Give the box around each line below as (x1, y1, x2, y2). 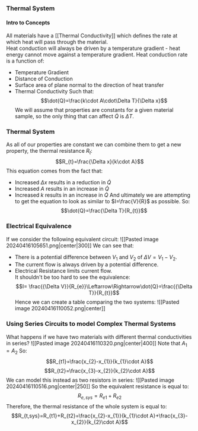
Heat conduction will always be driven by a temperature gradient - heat (6, 45, 180, 52)
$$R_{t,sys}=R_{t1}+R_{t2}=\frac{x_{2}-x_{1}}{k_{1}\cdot (11, 412, 149, 419)
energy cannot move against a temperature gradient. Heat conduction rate (6, 51, 188, 58)
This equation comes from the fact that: (6, 168, 103, 175)
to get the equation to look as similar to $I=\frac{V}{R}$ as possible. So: (14, 198, 190, 205)
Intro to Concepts (6, 19, 50, 26)
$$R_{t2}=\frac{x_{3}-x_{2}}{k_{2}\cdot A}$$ (44, 367, 155, 375)
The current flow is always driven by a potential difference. (14, 261, 159, 268)
